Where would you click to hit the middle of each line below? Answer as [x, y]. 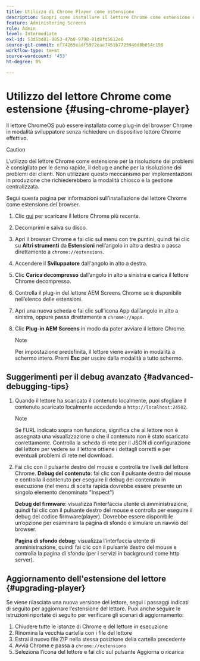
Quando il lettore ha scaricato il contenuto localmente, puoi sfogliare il [100, 401]
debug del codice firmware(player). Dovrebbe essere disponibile [94, 517]
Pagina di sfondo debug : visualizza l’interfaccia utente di [85, 541]
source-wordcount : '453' [37, 56]
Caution [16, 150]
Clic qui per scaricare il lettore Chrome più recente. [77, 216]
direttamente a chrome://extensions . [60, 252]
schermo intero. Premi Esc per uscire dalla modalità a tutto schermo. [99, 358]
